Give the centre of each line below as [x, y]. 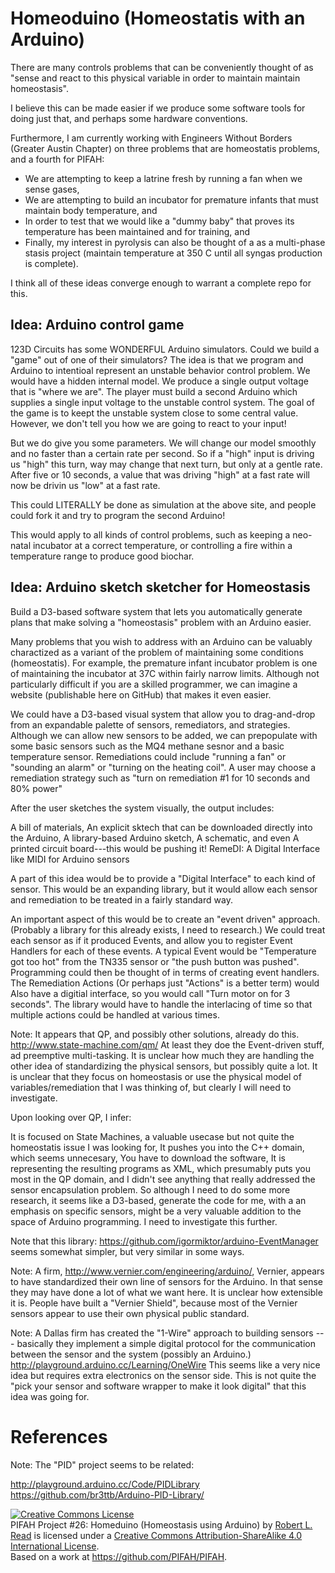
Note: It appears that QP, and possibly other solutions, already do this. [155, 1034]
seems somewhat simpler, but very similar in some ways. [127, 1251]
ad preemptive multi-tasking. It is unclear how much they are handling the [162, 1055]
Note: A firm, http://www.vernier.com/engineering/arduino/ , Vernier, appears [167, 1271]
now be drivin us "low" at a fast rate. [85, 485]
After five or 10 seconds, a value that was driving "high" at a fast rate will [160, 474]
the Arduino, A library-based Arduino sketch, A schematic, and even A [155, 838]
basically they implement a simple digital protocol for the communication [166, 1343]
